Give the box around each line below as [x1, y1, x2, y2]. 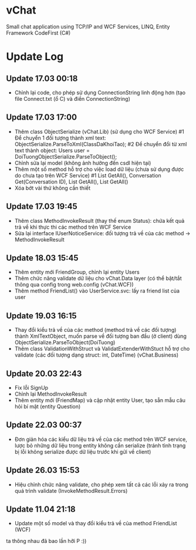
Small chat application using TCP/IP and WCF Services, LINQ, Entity [6, 23, 170, 30]
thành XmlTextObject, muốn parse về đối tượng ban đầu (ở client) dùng [14, 332, 187, 340]
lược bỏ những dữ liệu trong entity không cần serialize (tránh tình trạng [14, 442, 186, 449]
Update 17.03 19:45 [6, 202, 77, 212]
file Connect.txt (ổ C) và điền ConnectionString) [14, 95, 131, 102]
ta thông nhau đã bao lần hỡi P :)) [6, 538, 87, 545]
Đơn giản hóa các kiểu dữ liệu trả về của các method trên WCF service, [14, 436, 188, 443]
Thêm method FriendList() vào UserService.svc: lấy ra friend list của [14, 287, 180, 295]
